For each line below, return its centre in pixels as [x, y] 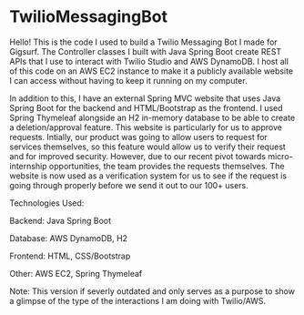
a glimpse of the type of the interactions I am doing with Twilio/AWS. [138, 300]
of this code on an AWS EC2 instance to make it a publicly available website [152, 71]
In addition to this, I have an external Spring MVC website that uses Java [145, 98]
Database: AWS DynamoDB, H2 [69, 238]
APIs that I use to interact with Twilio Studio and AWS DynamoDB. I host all [149, 61]
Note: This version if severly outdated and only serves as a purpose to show [152, 291]
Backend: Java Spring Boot [61, 220]
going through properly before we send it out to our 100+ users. [129, 185]
